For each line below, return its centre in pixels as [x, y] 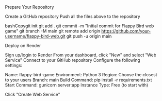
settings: [14, 65]
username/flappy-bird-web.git [35, 36]
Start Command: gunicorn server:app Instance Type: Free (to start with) [77, 85]
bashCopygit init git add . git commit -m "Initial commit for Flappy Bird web [80, 26]
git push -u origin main [89, 36]
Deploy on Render [23, 45]
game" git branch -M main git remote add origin [53, 31]
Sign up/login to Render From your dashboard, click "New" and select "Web [81, 55]
